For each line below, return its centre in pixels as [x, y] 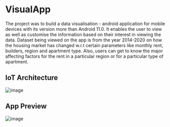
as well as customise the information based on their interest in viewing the [83, 34]
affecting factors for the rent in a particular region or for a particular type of [84, 56]
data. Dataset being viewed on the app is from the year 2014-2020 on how [84, 40]
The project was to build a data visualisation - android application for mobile [85, 24]
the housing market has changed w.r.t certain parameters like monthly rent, [84, 45]
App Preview [26, 106]
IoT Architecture [32, 78]
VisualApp [28, 9]
